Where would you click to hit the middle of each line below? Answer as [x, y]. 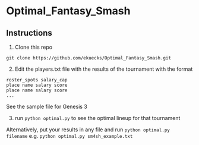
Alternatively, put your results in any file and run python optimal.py [88, 130]
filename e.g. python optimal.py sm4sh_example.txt [70, 136]
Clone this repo [33, 47]
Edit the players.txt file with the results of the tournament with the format [104, 69]
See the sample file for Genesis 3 [47, 106]
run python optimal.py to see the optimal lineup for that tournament [97, 118]
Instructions [29, 33]
